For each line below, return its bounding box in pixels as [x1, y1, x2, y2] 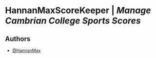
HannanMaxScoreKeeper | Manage [5, 5, 151, 16]
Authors [5, 35, 31, 43]
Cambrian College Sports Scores [5, 15, 141, 26]
